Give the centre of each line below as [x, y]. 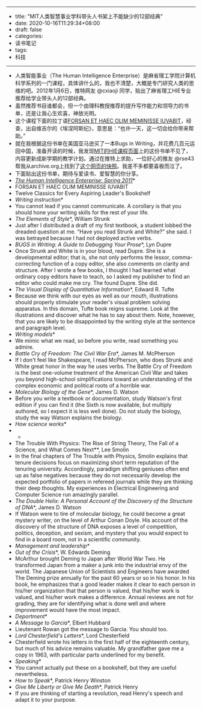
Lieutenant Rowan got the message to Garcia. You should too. [91, 629]
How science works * [41, 424]
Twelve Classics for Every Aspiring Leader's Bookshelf [83, 193]
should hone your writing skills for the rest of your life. [82, 212]
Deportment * [31, 616]
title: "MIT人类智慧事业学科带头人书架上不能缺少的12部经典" [89, 16]
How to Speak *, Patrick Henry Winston [63, 680]
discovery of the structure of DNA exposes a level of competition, [96, 526]
